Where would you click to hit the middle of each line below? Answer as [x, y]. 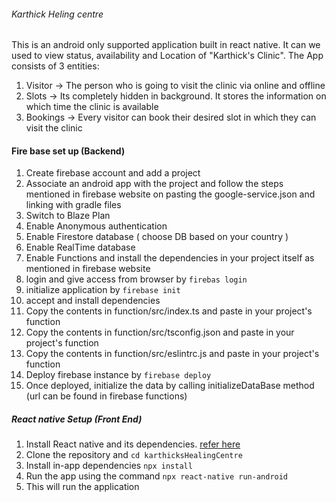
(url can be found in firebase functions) [106, 396]
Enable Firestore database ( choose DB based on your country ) [157, 237]
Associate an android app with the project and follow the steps [154, 184]
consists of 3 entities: [55, 66]
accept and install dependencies [93, 301]
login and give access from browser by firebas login [136, 279]
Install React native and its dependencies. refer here [133, 444]
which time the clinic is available [92, 107]
